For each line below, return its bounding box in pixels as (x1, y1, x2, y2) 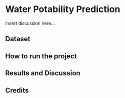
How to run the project (5, 52, 77, 60)
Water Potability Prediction (5, 4, 120, 15)
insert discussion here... (5, 20, 55, 26)
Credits (5, 86, 29, 94)
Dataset (5, 35, 31, 43)
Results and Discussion (5, 69, 81, 77)
